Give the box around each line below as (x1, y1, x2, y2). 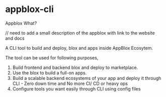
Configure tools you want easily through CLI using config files (12, 85, 141, 91)
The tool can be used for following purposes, (5, 54, 99, 61)
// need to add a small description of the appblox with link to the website (5, 30, 155, 36)
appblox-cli (5, 4, 54, 15)
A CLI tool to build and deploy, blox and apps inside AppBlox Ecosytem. (5, 45, 153, 51)
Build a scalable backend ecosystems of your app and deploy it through (12, 75, 161, 81)
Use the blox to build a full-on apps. (12, 69, 87, 76)
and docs (5, 35, 25, 41)
